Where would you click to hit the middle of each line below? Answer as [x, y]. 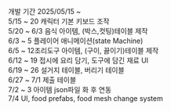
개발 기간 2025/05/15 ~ [45, 11]
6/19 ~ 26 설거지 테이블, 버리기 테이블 [66, 70]
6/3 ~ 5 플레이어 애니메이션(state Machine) [76, 41]
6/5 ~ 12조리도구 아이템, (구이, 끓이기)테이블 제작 [84, 50]
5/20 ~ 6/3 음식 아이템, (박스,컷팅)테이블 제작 [78, 31]
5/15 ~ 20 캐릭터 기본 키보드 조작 [59, 21]
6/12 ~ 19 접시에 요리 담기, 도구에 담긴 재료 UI [78, 60]
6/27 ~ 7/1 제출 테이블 [42, 80]
